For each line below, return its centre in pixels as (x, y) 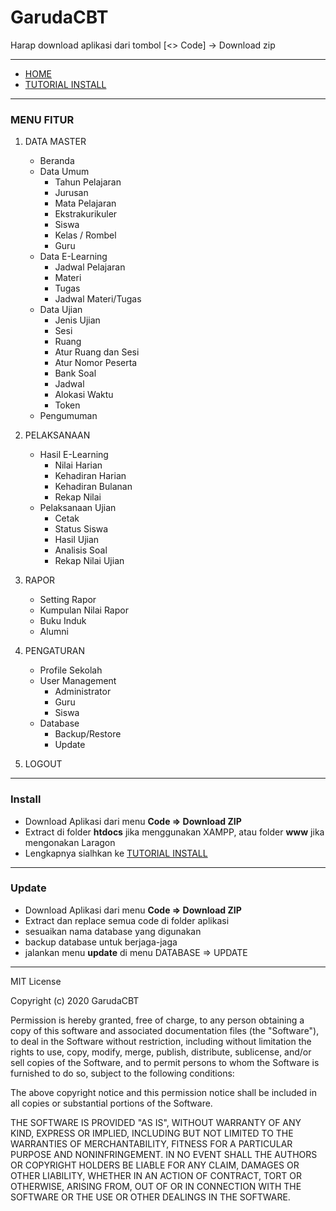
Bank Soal (75, 373)
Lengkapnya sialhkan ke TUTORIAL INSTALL (116, 853)
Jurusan (71, 193)
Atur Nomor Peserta (96, 363)
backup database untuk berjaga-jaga (101, 942)
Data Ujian (61, 310)
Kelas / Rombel (85, 235)
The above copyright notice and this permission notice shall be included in (163, 1092)
